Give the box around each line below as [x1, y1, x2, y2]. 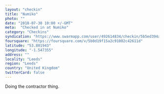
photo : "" [5, 16, 25, 21]
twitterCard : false [5, 70, 45, 75]
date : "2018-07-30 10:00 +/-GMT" [5, 20, 73, 26]
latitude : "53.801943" [5, 43, 51, 48]
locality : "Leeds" [5, 57, 42, 62]
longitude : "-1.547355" [5, 47, 54, 52]
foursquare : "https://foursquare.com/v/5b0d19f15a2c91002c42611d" [5, 39, 143, 44]
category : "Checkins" [5, 30, 49, 34]
